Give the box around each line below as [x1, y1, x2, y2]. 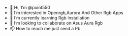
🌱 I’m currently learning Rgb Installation [9, 15, 90, 20]
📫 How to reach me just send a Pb [9, 26, 81, 31]
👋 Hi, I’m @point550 [9, 5, 51, 10]
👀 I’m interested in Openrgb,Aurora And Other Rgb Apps [9, 10, 124, 16]
